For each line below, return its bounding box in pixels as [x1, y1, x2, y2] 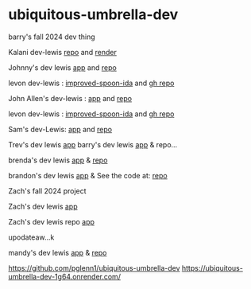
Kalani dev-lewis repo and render [8, 47, 118, 57]
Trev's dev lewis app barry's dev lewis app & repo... [8, 139, 178, 149]
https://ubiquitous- [181, 263, 244, 272]
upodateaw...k [8, 232, 55, 242]
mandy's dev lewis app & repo [8, 248, 107, 257]
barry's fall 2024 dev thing [8, 32, 95, 41]
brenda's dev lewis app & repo [8, 155, 108, 165]
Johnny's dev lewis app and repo [8, 62, 117, 72]
